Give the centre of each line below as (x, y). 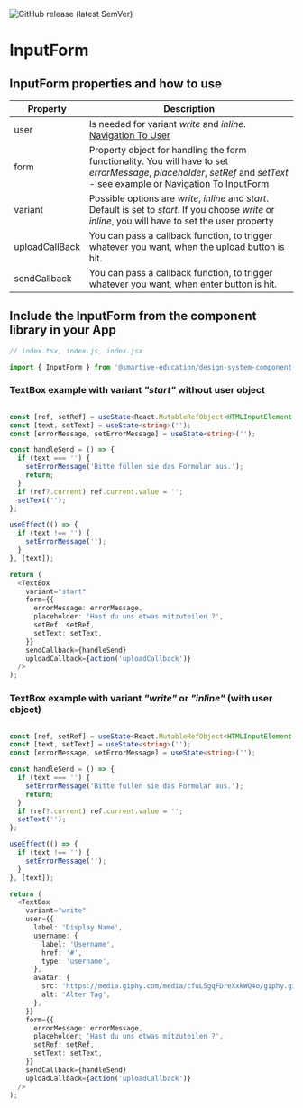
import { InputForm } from (60, 367)
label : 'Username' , (78, 944)
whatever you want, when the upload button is (187, 247)
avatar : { (51, 978)
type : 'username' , (76, 961)
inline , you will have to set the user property (181, 221)
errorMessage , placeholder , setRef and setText (188, 173)
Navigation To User (130, 135)
